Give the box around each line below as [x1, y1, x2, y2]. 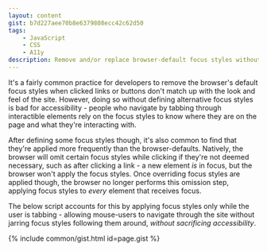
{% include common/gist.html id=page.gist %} [8, 234, 161, 243]
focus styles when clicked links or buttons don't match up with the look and [8, 86, 256, 95]
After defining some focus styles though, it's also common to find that [8, 135, 237, 145]
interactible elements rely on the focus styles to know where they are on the [8, 111, 257, 121]
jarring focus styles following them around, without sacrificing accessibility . [8, 218, 257, 227]
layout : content [8, 11, 62, 20]
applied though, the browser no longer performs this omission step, [8, 177, 229, 187]
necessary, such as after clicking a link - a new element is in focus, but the [8, 160, 253, 170]
